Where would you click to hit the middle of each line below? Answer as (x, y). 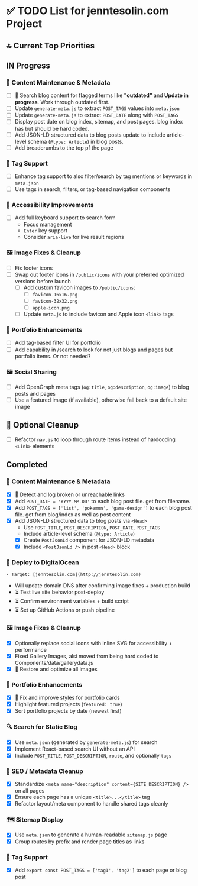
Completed (27, 465)
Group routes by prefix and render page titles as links (79, 842)
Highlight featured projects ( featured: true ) (68, 704)
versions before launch (43, 281)
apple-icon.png (51, 308)
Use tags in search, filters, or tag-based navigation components (92, 189)
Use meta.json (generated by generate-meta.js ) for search (86, 742)
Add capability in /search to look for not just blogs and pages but (94, 350)
